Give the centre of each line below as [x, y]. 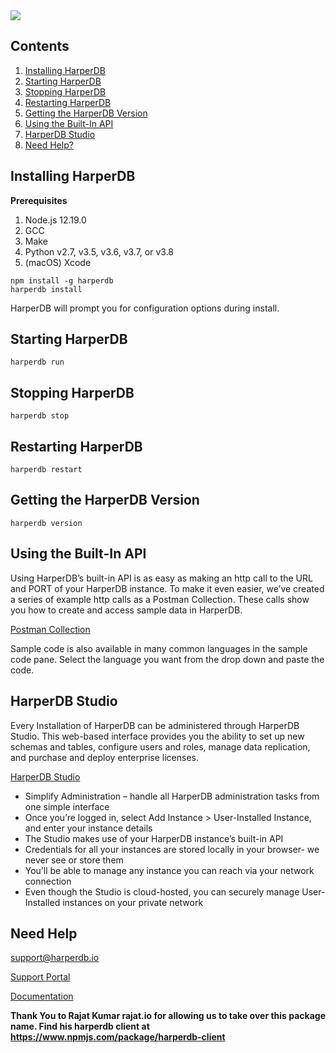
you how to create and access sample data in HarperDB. [126, 610]
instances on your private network [133, 902]
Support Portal [40, 977]
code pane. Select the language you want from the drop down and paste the [167, 659]
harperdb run [37, 362]
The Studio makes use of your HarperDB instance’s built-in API [154, 838]
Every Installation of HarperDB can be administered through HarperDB [155, 725]
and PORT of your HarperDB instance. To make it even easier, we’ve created [167, 588]
